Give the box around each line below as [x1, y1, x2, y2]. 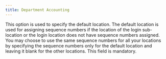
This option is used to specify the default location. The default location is [5, 21, 159, 27]
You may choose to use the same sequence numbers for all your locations [5, 37, 161, 43]
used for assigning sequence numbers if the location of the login [5, 26, 141, 33]
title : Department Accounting [5, 7, 70, 13]
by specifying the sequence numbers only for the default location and [5, 42, 152, 48]
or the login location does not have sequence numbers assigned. [23, 32, 160, 38]
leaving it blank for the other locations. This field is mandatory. [5, 48, 137, 54]
